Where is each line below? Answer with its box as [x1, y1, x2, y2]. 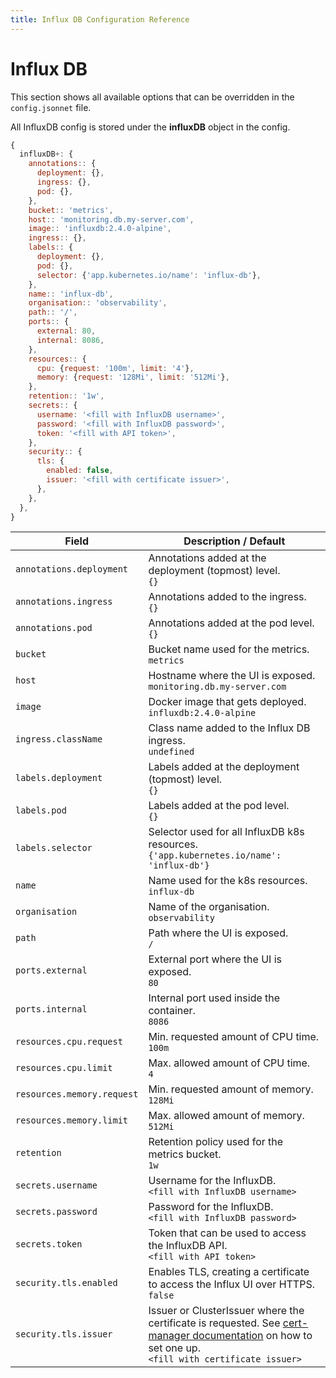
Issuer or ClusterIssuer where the [148, 1304, 305, 1318]
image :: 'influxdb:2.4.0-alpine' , [28, 224, 172, 234]
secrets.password [15, 1206, 98, 1218]
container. [148, 1004, 196, 1018]
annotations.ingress [15, 596, 113, 608]
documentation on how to [192, 1329, 313, 1343]
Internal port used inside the [148, 991, 281, 1005]
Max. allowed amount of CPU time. [148, 1056, 311, 1070]
